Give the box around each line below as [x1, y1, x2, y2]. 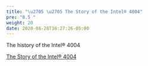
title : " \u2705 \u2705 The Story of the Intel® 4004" [6, 8, 143, 15]
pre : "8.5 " [6, 14, 36, 20]
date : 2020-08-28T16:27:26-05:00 [6, 25, 90, 32]
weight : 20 [6, 20, 33, 26]
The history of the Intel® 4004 [6, 42, 81, 49]
